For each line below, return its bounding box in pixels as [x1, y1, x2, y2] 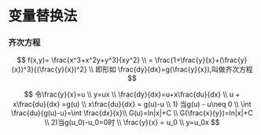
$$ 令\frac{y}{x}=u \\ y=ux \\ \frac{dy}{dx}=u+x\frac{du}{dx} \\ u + [24, 89, 241, 99]
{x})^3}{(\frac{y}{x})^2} [11, 64, 88, 75]
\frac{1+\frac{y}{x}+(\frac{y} [154, 56, 248, 65]
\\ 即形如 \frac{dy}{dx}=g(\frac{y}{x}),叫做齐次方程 [89, 64, 253, 75]
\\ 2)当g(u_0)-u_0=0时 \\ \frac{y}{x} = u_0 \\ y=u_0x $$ [44, 118, 220, 127]
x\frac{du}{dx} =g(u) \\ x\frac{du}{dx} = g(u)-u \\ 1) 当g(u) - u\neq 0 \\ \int [13, 100, 252, 109]
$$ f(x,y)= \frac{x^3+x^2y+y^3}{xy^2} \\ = [17, 56, 153, 65]
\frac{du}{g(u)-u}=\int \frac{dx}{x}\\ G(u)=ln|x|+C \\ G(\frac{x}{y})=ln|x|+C [11, 108, 253, 118]
